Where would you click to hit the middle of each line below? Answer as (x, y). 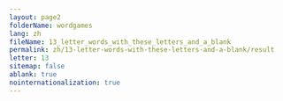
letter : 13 (29, 58)
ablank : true (33, 75)
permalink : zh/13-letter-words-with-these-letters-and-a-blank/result (142, 50)
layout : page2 (35, 17)
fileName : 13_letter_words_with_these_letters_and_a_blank (120, 42)
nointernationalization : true (65, 83)
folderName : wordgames (51, 25)
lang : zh (25, 33)
